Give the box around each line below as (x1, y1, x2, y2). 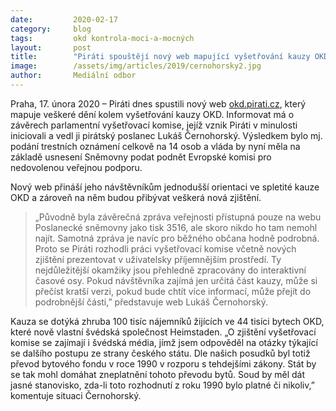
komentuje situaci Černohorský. (10, 389, 142, 401)
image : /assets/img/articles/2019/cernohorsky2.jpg (10, 61, 262, 71)
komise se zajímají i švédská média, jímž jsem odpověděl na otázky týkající (10, 336, 318, 348)
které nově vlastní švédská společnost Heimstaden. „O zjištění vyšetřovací (10, 326, 317, 338)
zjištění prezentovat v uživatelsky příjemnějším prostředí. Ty (34, 253, 282, 265)
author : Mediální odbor (10, 71, 137, 81)
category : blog (10, 24, 92, 34)
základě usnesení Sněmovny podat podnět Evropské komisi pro (10, 151, 272, 163)
